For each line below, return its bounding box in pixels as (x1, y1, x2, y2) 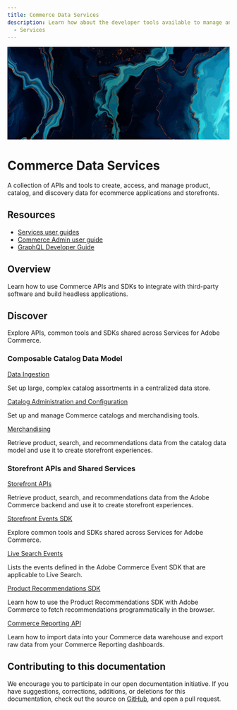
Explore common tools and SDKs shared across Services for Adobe (7, 528, 203, 537)
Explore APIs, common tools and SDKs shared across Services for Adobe (7, 329, 220, 337)
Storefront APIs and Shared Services (7, 463, 136, 473)
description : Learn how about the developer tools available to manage (7, 18, 222, 26)
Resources (7, 209, 56, 221)
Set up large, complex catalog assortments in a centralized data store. (7, 384, 211, 392)
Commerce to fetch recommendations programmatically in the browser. (7, 605, 215, 614)
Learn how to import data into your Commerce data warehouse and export (7, 633, 224, 641)
